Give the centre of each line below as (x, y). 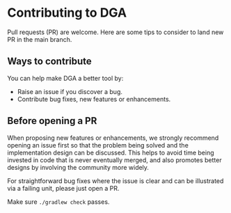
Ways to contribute (49, 62)
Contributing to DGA (67, 13)
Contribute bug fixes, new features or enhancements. (94, 99)
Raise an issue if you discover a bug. (70, 91)
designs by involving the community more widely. (78, 167)
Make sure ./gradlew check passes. (58, 202)
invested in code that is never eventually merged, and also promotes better (114, 160)
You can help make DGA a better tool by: (65, 78)
